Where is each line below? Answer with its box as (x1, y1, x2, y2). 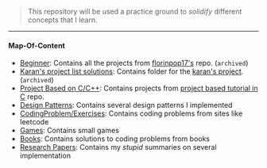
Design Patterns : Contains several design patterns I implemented (19, 101, 233, 110)
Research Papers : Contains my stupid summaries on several (19, 143, 217, 152)
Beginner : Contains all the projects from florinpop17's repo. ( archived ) (19, 59, 249, 68)
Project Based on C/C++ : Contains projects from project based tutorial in (19, 83, 258, 94)
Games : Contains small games (19, 126, 119, 136)
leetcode (19, 117, 49, 127)
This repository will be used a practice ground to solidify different (27, 7, 242, 16)
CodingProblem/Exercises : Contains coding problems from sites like (19, 109, 243, 118)
